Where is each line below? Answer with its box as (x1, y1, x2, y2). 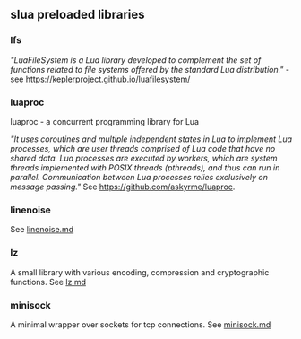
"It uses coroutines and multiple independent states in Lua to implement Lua (10, 134, 293, 144)
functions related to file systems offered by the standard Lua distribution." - (10, 64, 290, 74)
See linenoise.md (10, 224, 74, 235)
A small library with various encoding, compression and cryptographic (10, 266, 270, 277)
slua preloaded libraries (10, 7, 146, 22)
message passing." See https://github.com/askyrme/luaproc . (10, 181, 236, 192)
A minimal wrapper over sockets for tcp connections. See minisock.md (10, 318, 271, 330)
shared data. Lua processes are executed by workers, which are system (10, 152, 278, 163)
